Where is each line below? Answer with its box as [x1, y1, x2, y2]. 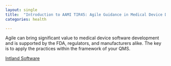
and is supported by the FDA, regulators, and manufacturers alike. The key [5, 40, 162, 46]
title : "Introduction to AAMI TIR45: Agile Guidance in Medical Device [5, 12, 163, 17]
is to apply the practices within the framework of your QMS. [5, 46, 131, 52]
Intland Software [5, 55, 40, 61]
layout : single [5, 7, 38, 13]
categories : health [5, 17, 47, 22]
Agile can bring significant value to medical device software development [5, 35, 159, 41]
